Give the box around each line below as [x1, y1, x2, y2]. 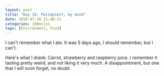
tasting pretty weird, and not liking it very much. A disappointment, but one [5, 60, 159, 66]
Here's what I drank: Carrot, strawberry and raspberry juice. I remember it [5, 54, 157, 60]
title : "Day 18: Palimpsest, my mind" [5, 12, 86, 17]
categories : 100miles [5, 21, 50, 26]
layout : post [5, 7, 32, 12]
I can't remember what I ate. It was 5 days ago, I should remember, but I [5, 39, 153, 45]
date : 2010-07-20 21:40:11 [5, 16, 61, 21]
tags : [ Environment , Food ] [5, 26, 61, 31]
